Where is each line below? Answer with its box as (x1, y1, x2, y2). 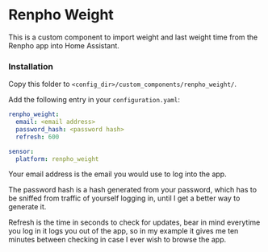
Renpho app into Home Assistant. (8, 40, 119, 50)
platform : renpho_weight (15, 155, 99, 163)
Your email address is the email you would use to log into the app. (8, 169, 228, 179)
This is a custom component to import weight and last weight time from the (8, 32, 258, 42)
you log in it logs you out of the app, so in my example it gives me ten (8, 226, 239, 236)
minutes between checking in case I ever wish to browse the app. (8, 235, 227, 245)
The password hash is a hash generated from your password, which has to (8, 185, 257, 195)
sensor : (8, 147, 35, 155)
